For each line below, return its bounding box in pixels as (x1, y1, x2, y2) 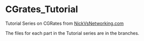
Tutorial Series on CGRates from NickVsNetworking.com (5, 20, 124, 26)
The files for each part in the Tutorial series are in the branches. (5, 30, 139, 36)
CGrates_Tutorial (5, 4, 78, 15)
